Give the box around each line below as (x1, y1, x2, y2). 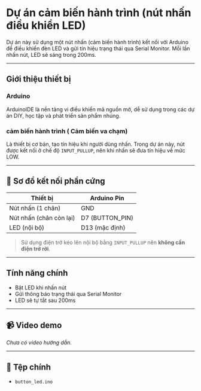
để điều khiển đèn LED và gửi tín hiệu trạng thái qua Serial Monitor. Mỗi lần (6, 45, 190, 52)
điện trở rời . (20, 245, 51, 252)
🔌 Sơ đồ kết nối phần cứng (6, 176, 106, 187)
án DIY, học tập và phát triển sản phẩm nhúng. (6, 112, 121, 119)
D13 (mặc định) (80, 223, 126, 231)
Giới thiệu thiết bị (6, 74, 71, 84)
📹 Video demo (6, 320, 62, 330)
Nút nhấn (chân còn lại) (9, 213, 75, 222)
